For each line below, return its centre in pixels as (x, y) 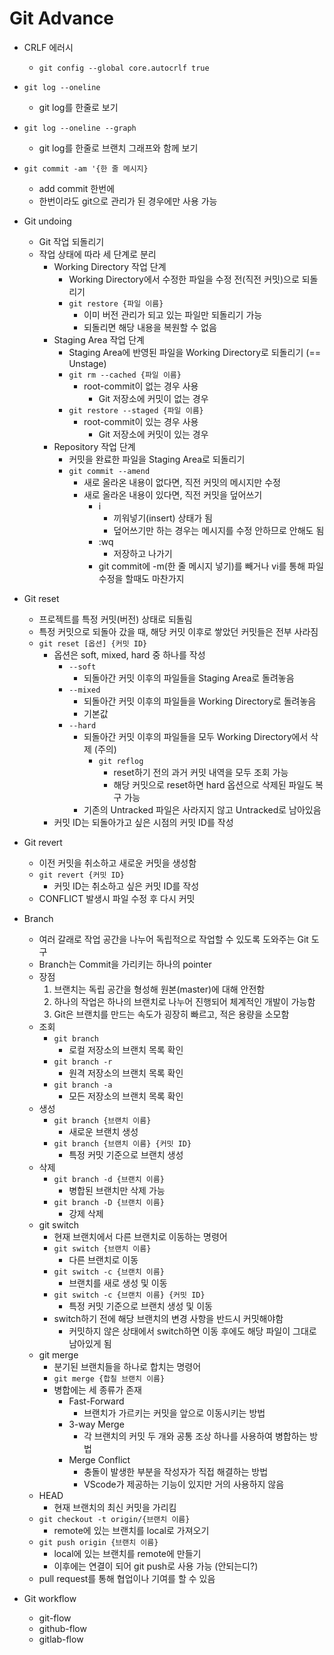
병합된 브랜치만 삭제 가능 (117, 1190)
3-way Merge (96, 1424)
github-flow (62, 1628)
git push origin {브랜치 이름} (98, 1542)
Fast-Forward (96, 1401)
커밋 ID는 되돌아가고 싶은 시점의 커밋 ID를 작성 (143, 822)
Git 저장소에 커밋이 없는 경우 (153, 398)
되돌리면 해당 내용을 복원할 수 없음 (150, 327)
